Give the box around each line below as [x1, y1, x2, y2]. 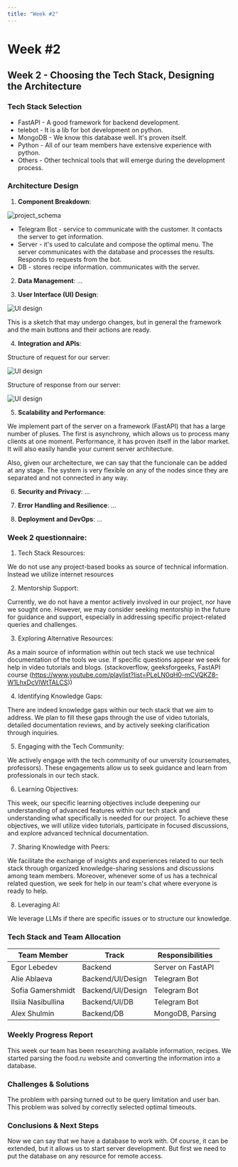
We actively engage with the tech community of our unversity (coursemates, [7, 756, 232, 765]
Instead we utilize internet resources [7, 570, 114, 579]
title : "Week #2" [7, 10, 59, 18]
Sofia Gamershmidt [11, 986, 76, 996]
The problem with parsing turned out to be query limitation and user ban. [7, 1095, 221, 1104]
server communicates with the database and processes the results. [17, 247, 215, 256]
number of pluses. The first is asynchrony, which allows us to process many [7, 429, 229, 438]
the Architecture [7, 80, 82, 93]
